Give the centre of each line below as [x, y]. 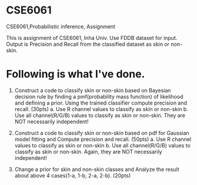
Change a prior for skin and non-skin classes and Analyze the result [97, 169]
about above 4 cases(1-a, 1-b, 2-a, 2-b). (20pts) [73, 175]
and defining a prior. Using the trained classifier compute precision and [101, 103]
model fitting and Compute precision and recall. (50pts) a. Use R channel [103, 139]
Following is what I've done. [76, 74]
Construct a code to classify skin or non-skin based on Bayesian [93, 90]
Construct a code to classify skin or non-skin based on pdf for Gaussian [102, 133]
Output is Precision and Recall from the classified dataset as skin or [88, 44]
